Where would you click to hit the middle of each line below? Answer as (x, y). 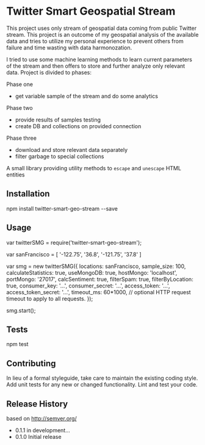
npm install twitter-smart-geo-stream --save (62, 208)
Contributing (31, 364)
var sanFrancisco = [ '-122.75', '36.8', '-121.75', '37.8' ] (74, 254)
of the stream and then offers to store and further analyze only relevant (96, 66)
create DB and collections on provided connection (78, 126)
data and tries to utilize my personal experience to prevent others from (95, 41)
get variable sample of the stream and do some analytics (87, 96)
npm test (17, 344)
